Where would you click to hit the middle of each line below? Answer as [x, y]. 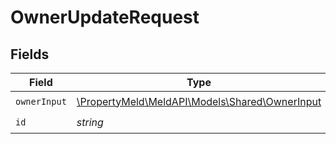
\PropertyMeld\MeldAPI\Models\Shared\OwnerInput [199, 101]
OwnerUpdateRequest [105, 17]
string [90, 122]
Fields [30, 54]
